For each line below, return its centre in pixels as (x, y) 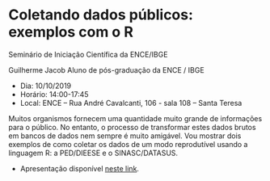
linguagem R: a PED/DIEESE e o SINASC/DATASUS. (93, 153)
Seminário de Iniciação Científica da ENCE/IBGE (88, 54)
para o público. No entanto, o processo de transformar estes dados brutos (132, 127)
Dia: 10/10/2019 (46, 86)
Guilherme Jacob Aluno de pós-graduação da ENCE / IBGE (106, 69)
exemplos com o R (71, 32)
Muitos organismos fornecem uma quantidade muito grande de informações (135, 118)
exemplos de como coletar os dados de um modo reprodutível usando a (128, 144)
